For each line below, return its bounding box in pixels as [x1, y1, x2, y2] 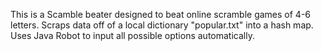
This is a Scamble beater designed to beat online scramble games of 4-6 [10, 9, 312, 20]
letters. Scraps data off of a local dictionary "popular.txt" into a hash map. [10, 19, 314, 31]
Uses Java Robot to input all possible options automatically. [10, 30, 255, 41]
